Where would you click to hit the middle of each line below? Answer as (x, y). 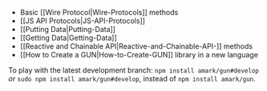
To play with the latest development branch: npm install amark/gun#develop (133, 70)
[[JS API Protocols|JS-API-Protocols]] (83, 21)
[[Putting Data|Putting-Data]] (68, 29)
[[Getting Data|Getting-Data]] (69, 38)
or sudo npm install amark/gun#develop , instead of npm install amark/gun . (132, 79)
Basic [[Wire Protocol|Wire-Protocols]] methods (99, 12)
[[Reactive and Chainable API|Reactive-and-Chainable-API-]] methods (136, 46)
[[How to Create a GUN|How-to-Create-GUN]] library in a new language (139, 55)
